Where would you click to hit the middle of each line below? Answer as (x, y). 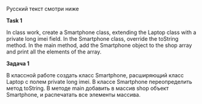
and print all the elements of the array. (54, 52)
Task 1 (14, 20)
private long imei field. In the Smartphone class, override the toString (93, 39)
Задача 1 (18, 64)
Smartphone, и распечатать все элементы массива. (73, 95)
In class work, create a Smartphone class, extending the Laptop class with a (101, 32)
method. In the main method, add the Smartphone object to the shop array (99, 45)
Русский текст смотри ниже (43, 9)
